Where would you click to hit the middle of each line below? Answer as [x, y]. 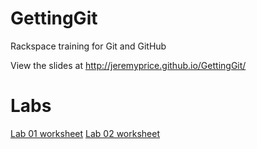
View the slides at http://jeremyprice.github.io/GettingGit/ [128, 65]
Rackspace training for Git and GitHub [88, 46]
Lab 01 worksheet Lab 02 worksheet [85, 133]
